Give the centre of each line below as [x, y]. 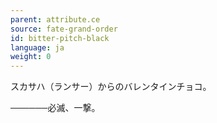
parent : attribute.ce [55, 19]
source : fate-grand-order [64, 29]
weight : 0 [31, 57]
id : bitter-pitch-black [60, 38]
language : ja [37, 47]
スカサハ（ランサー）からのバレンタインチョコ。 [111, 87]
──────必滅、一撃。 [55, 108]
